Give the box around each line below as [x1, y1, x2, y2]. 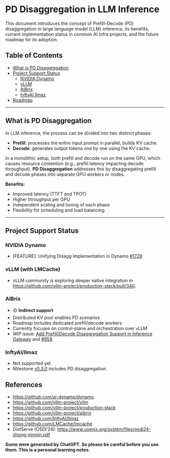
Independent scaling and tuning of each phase [12, 201, 110, 207]
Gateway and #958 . [12, 336, 54, 342]
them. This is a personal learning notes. [5, 446, 90, 452]
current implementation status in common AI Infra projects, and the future [5, 31, 159, 37]
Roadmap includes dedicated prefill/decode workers [12, 320, 122, 326]
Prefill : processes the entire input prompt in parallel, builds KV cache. [12, 139, 158, 146]
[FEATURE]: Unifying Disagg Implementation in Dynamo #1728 [12, 253, 143, 259]
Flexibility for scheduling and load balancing [12, 207, 105, 213]
